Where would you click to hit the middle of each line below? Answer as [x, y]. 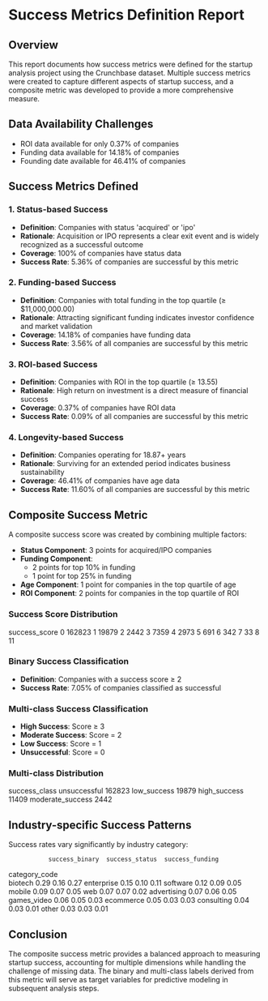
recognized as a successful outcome [82, 244]
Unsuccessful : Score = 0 [62, 752]
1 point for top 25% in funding [82, 576]
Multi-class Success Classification [78, 708]
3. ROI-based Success [53, 364]
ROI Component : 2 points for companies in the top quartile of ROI [130, 593]
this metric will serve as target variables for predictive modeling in [118, 980]
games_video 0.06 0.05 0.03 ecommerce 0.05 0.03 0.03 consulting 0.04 [129, 900]
